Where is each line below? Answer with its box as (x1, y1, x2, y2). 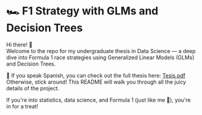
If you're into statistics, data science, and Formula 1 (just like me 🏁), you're (6, 96, 191, 104)
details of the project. (6, 84, 59, 92)
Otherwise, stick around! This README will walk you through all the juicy (6, 78, 186, 85)
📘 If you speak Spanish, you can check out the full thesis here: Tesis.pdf (6, 72, 186, 79)
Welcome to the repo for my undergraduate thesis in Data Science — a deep (6, 47, 196, 54)
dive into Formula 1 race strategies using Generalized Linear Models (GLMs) (6, 54, 195, 61)
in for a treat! (6, 102, 39, 110)
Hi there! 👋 (6, 41, 33, 48)
